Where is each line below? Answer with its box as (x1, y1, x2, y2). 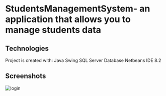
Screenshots (5, 72, 46, 80)
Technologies (5, 44, 49, 52)
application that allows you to (5, 13, 131, 25)
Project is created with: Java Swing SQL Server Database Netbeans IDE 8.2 (5, 57, 161, 63)
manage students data (5, 24, 102, 35)
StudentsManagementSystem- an (5, 3, 150, 14)
